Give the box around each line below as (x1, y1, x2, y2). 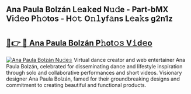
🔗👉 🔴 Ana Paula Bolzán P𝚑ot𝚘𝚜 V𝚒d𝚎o (6, 38, 153, 48)
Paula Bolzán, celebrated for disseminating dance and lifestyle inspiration (6, 63, 183, 69)
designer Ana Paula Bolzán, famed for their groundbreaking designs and (6, 75, 180, 82)
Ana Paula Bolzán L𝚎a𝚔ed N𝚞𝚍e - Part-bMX (6, 5, 169, 15)
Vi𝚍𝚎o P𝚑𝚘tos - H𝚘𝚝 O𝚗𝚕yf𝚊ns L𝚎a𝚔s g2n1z (6, 14, 173, 24)
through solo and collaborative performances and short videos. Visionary (6, 69, 182, 76)
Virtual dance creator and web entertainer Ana (74, 57, 186, 63)
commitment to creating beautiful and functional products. (6, 82, 147, 88)
